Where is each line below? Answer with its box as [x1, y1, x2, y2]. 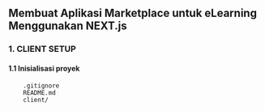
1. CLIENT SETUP [8, 44, 77, 55]
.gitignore [23, 81, 60, 90]
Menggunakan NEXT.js [8, 19, 127, 33]
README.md [23, 88, 57, 96]
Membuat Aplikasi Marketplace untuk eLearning [8, 6, 258, 20]
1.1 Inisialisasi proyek [8, 63, 80, 73]
